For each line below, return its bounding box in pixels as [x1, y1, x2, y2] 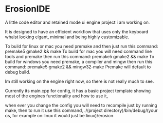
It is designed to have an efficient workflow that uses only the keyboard [5, 29, 148, 34]
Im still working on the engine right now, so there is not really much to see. [5, 78, 154, 84]
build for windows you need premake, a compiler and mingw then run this [5, 59, 153, 64]
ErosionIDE [5, 3, 50, 15]
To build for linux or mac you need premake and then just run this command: [5, 43, 158, 49]
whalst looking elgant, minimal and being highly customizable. [5, 34, 129, 40]
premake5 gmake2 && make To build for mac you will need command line [5, 48, 152, 54]
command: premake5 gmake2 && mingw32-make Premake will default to [5, 64, 151, 70]
